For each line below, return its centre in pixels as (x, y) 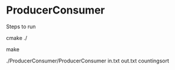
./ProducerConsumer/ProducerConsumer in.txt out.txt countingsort (88, 61)
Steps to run (21, 26)
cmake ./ (17, 38)
